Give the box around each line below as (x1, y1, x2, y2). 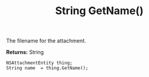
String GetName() (55, 4, 144, 18)
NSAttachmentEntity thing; (6, 60, 73, 66)
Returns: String (6, 49, 44, 56)
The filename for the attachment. (6, 37, 86, 45)
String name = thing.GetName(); (6, 65, 89, 71)
